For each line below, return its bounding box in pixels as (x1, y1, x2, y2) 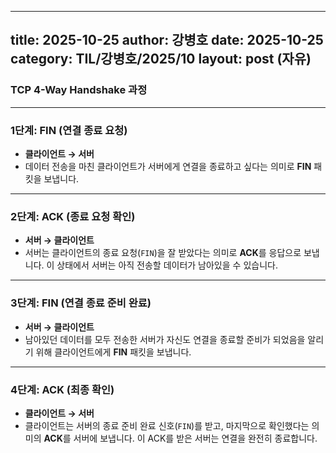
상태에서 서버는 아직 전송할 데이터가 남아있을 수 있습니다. (56, 259, 278, 271)
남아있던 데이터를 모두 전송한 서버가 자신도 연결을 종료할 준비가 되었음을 (24, 333, 306, 345)
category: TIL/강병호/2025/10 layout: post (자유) (10, 51, 312, 68)
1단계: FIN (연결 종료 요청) (10, 123, 128, 137)
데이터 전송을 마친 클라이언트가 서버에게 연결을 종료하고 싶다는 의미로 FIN (24, 160, 312, 172)
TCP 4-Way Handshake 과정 (10, 83, 148, 97)
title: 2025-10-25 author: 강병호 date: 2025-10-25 (10, 32, 324, 49)
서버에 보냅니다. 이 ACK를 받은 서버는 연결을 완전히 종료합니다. (73, 432, 318, 444)
